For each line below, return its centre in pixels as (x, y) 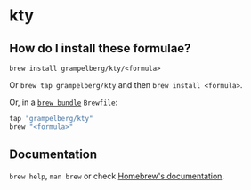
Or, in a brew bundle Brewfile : (64, 102)
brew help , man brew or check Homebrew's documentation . (117, 176)
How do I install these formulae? (100, 48)
